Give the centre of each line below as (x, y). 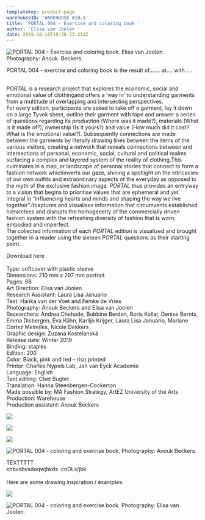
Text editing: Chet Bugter (38, 379)
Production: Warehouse (36, 398)
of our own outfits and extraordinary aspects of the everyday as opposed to (102, 179)
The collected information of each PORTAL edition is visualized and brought (102, 231)
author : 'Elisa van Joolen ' (43, 29)
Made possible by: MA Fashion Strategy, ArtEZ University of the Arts (92, 392)
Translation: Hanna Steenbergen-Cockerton (61, 385)
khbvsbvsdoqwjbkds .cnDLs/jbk (46, 469)
